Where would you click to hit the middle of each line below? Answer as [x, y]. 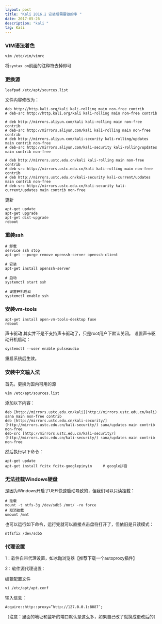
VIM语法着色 [20, 46]
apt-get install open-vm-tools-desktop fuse [51, 320]
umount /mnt [17, 514]
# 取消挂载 [15, 510]
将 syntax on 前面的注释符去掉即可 [38, 66]
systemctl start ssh [26, 282]
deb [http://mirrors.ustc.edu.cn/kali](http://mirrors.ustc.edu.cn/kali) [81, 412]
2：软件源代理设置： [25, 568]
